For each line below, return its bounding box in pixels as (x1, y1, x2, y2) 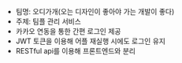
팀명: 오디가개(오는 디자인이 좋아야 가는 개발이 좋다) (15, 7, 175, 16)
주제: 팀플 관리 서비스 (15, 17, 81, 26)
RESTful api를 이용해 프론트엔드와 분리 (15, 46, 136, 55)
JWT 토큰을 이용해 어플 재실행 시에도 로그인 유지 (15, 36, 165, 46)
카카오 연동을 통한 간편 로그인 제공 (15, 27, 121, 35)
